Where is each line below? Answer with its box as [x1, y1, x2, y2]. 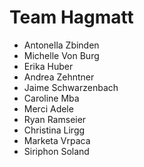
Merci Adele [23, 102, 74, 115]
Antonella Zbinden [23, 39, 100, 51]
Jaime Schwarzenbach [23, 81, 119, 93]
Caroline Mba [23, 92, 80, 104]
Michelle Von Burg [23, 49, 100, 61]
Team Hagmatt [9, 6, 134, 29]
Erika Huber [23, 60, 74, 72]
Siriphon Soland [23, 145, 90, 157]
